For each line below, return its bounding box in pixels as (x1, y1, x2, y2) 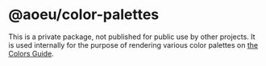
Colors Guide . (8, 49, 54, 58)
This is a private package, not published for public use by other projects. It (8, 32, 256, 41)
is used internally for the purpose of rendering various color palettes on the (8, 40, 259, 49)
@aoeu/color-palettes (8, 6, 160, 24)
